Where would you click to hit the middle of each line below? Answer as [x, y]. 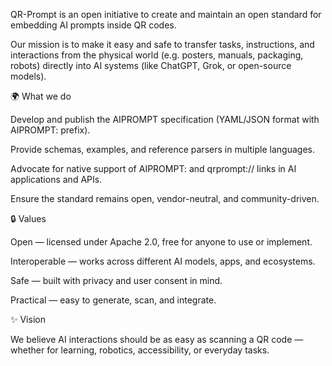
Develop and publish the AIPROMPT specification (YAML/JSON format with [165, 119]
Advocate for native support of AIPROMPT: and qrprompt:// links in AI [153, 168]
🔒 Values [28, 218]
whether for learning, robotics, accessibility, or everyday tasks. [140, 350]
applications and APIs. [56, 179]
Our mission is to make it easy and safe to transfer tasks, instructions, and [162, 44]
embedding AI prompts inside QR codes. [93, 25]
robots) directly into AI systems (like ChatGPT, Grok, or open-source [151, 65]
